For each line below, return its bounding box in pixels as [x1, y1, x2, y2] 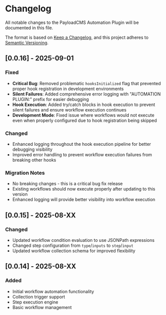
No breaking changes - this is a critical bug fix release [12, 181, 123, 187]
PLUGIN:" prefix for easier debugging [12, 96, 89, 102]
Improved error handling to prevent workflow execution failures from [12, 151, 152, 157]
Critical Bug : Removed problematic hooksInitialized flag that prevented [12, 80, 161, 86]
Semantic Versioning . [5, 39, 49, 45]
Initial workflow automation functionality [12, 288, 94, 294]
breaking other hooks [12, 157, 56, 163]
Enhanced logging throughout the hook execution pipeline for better [12, 141, 151, 147]
